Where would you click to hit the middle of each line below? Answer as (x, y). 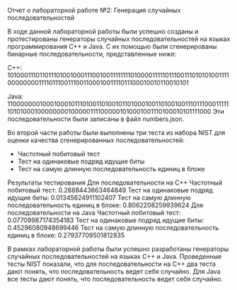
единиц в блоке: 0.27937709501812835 (66, 235)
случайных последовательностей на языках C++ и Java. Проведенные (115, 256)
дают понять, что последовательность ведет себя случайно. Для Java (114, 271)
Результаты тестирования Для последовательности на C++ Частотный (115, 182)
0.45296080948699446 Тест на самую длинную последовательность (113, 228)
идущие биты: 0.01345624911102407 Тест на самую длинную (99, 198)
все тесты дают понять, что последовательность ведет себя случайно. (115, 279)
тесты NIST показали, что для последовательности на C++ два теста (111, 264)
